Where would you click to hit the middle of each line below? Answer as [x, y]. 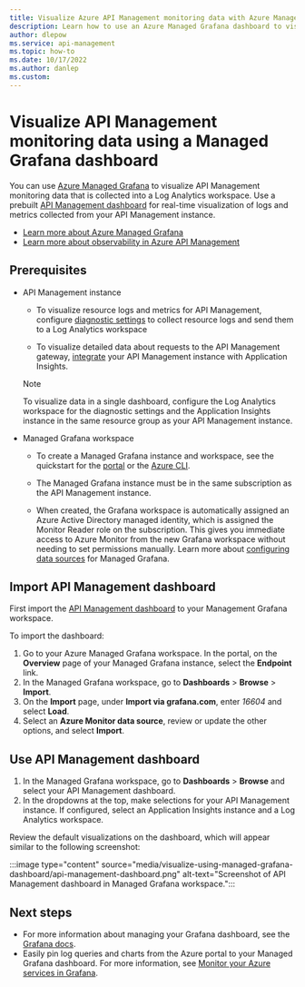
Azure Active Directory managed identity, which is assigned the [155, 519]
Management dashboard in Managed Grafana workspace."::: [123, 884]
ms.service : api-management [63, 43]
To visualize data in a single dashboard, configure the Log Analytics [149, 401]
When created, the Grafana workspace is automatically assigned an [162, 510]
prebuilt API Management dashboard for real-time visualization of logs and [149, 204]
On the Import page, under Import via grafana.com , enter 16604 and [152, 702]
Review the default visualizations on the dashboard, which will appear [140, 837]
